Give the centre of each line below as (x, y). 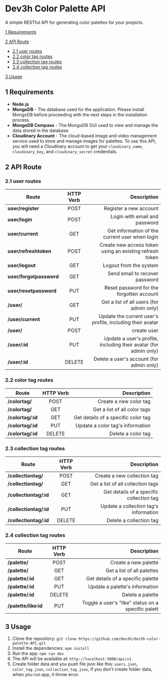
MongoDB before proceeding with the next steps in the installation (80, 114)
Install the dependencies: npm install (51, 648)
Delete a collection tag (132, 520)
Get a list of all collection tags (124, 484)
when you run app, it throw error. (46, 675)
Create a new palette (134, 563)
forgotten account (138, 294)
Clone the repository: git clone (44, 639)
